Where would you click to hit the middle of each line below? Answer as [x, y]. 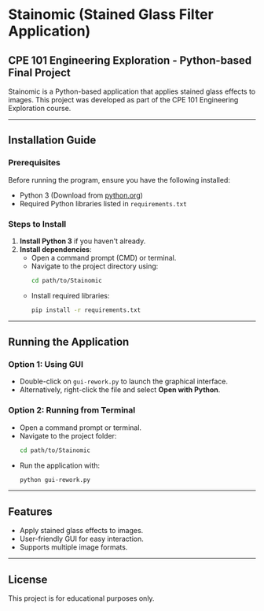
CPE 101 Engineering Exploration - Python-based [130, 60]
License [28, 579]
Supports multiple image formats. [73, 547]
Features [30, 511]
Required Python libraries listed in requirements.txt [103, 203]
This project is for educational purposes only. [81, 598]
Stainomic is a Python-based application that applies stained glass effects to [132, 91]
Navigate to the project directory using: [95, 266]
